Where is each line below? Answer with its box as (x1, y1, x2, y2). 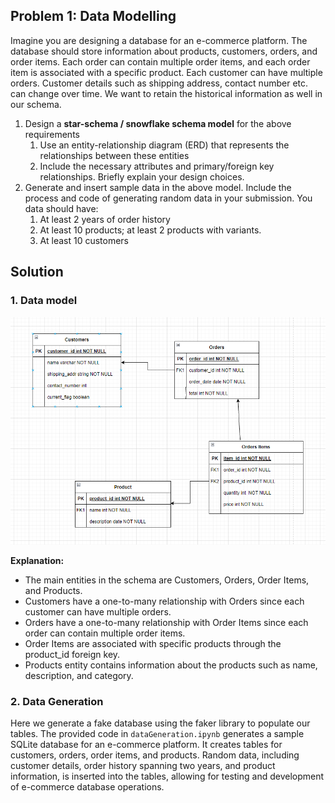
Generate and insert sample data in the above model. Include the (24, 181, 292, 193)
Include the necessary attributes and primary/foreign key (39, 160, 275, 172)
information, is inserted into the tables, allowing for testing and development (10, 770, 325, 782)
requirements (24, 128, 80, 140)
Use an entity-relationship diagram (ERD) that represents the (39, 139, 290, 151)
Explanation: (10, 554, 65, 566)
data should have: (24, 202, 99, 214)
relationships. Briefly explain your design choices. (39, 170, 245, 183)
